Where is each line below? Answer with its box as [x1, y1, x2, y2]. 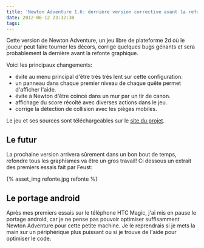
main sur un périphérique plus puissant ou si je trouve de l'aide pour [6, 229, 177, 235]
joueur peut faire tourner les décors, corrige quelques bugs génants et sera [6, 43, 195, 50]
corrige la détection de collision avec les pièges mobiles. [15, 106, 157, 113]
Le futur [6, 135, 38, 145]
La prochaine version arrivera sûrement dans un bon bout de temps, [6, 151, 177, 158]
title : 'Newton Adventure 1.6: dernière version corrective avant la [6, 8, 186, 15]
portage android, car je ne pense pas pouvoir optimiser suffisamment [6, 216, 180, 223]
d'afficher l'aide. [15, 86, 56, 93]
